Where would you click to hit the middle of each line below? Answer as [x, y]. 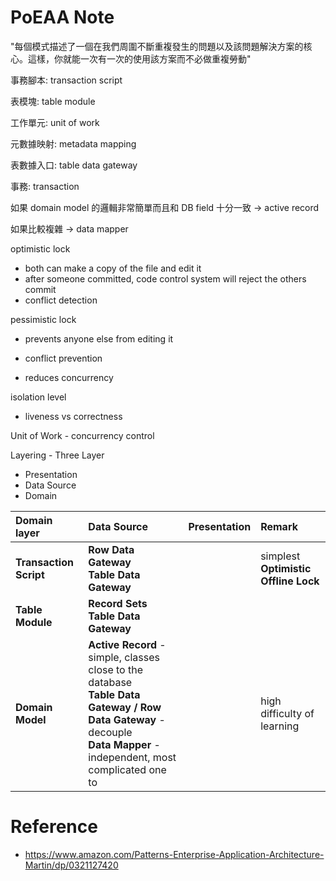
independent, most [132, 757]
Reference [54, 827]
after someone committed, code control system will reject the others [165, 278]
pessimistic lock [43, 319]
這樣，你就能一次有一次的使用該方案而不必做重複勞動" [139, 58]
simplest [280, 556]
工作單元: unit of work [55, 122]
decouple [110, 732]
